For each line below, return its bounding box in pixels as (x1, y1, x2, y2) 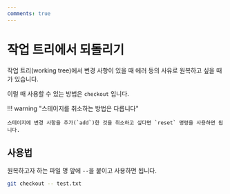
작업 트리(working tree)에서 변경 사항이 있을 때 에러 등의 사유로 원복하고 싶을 (7, 66, 215, 75)
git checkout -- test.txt (7, 180, 82, 187)
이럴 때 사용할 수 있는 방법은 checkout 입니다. (7, 89, 130, 97)
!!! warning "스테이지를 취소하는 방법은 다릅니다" (7, 104, 140, 113)
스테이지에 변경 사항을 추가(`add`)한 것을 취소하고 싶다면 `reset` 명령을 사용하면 (7, 119, 215, 126)
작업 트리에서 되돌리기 (7, 42, 124, 57)
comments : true (7, 10, 51, 17)
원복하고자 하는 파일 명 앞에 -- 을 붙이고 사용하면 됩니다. (7, 166, 157, 175)
